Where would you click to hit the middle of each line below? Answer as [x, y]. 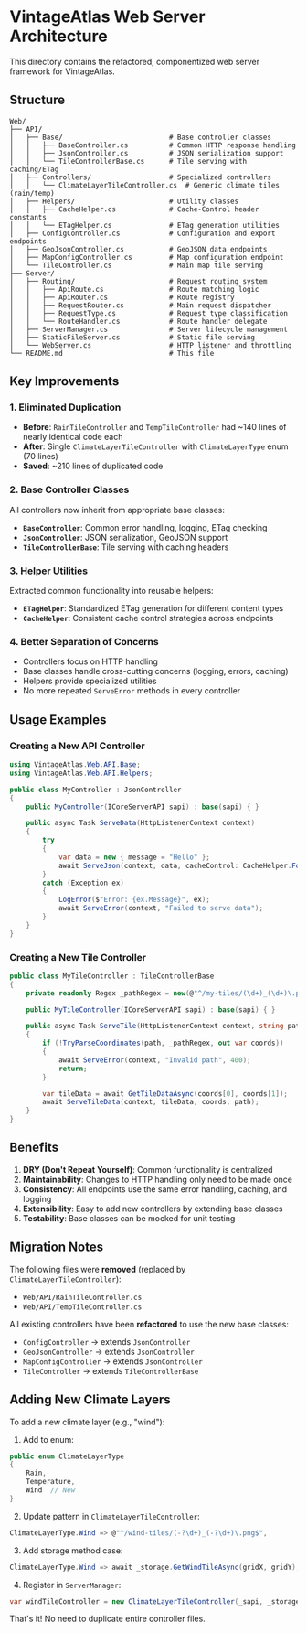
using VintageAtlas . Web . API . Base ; [75, 765]
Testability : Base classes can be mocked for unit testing [129, 1218]
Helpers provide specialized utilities [90, 681]
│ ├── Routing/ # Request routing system [138, 281]
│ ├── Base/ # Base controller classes [141, 137]
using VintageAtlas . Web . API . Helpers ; [81, 773]
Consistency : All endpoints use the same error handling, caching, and [155, 1189]
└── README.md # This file [112, 353]
